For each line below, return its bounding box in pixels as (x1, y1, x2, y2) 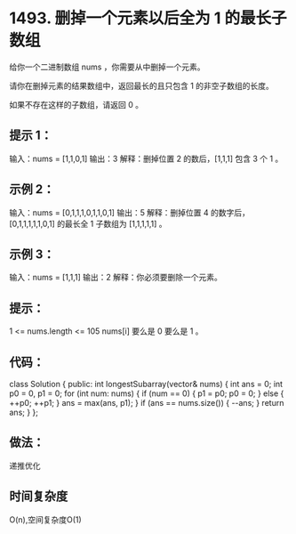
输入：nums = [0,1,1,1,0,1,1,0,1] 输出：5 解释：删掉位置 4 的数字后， (9, 206, 251, 218)
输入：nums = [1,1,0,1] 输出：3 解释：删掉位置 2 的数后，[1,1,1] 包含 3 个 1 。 (9, 153, 284, 164)
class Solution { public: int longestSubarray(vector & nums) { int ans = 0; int (9, 379, 283, 389)
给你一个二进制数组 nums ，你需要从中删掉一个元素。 (9, 61, 206, 72)
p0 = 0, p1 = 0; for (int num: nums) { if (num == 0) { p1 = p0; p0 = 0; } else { (9, 388, 284, 399)
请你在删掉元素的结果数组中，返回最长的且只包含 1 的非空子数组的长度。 (9, 80, 274, 91)
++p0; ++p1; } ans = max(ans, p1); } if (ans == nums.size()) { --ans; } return (9, 398, 284, 408)
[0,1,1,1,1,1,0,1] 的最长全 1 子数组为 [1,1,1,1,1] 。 (9, 218, 167, 229)
